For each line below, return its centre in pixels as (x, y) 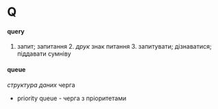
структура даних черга (41, 85)
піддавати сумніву (44, 54)
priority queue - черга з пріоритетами (72, 98)
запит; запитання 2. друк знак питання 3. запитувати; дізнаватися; (114, 47)
